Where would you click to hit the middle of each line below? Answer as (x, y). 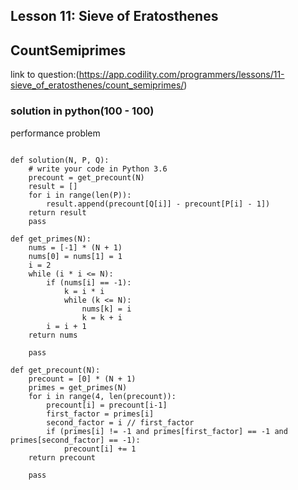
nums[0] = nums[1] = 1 (75, 256)
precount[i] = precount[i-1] (107, 405)
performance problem (55, 133)
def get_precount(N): (55, 370)
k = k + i (102, 317)
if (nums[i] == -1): (89, 282)
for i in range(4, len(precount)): (102, 396)
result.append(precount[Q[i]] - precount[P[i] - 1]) (158, 204)
